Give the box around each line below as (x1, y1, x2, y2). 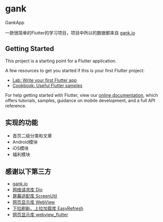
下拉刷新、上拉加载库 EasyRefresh (12, 206, 84, 212)
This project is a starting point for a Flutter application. (5, 58, 117, 64)
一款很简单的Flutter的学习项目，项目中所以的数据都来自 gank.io (5, 29, 136, 35)
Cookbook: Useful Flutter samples (12, 82, 83, 88)
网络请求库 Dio (12, 187, 43, 193)
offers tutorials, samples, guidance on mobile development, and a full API (5, 97, 156, 103)
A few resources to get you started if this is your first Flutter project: (5, 67, 145, 73)
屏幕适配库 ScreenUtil (12, 193, 57, 199)
